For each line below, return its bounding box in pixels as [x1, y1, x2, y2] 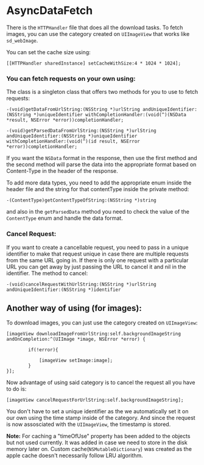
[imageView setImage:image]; [38, 357, 113, 364]
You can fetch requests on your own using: [6, 74, 136, 83]
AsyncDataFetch [6, 4, 93, 18]
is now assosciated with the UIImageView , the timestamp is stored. [6, 421, 171, 428]
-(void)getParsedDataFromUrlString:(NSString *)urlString [6, 128, 157, 134]
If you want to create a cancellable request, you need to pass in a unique [6, 243, 189, 251]
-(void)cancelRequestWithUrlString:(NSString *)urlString [6, 281, 157, 287]
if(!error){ [28, 347, 59, 353]
